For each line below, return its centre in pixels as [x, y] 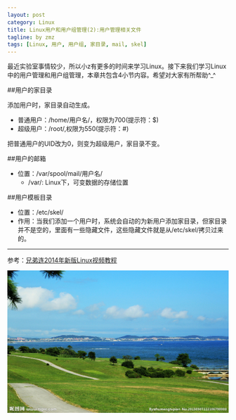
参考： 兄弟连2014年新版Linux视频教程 [62, 260]
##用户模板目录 [30, 198]
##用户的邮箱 [27, 159]
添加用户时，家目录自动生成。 [50, 105]
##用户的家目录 [30, 90]
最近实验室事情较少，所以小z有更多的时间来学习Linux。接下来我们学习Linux [117, 66]
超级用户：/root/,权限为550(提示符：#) [73, 129]
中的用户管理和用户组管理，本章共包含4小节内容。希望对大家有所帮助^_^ [112, 75]
